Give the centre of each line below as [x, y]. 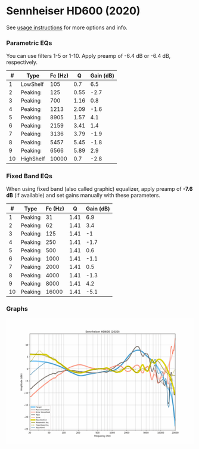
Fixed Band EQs [29, 176]
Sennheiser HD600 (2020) [73, 11]
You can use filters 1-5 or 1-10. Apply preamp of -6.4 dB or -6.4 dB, [88, 56]
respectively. [22, 62]
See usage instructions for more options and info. [67, 27]
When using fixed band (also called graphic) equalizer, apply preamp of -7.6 [99, 189]
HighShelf [33, 159]
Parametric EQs [29, 43]
